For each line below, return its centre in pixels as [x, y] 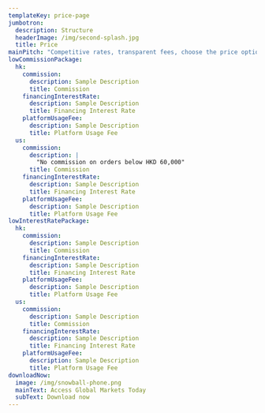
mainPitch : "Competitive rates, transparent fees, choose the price [123, 52]
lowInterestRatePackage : [49, 221]
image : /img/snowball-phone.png [69, 383]
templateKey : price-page [49, 15]
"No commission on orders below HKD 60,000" [111, 163]
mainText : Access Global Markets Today [81, 390]
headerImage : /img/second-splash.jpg [77, 38]
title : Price [37, 45]
